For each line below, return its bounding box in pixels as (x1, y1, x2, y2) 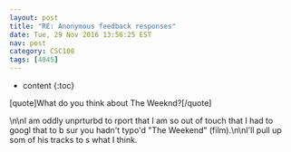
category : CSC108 (9, 47, 75, 56)
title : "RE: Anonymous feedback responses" (9, 22, 177, 31)
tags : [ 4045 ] (9, 55, 59, 64)
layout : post (9, 13, 59, 23)
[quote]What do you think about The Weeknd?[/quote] (9, 98, 212, 109)
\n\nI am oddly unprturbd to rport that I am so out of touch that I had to (9, 115, 274, 126)
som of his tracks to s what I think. (9, 135, 138, 145)
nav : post (9, 38, 47, 48)
